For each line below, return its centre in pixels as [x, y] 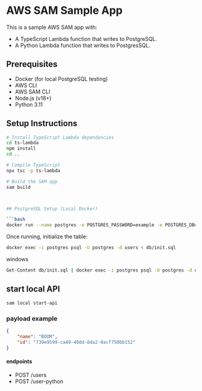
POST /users [31, 375]
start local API [33, 289]
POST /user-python [39, 381]
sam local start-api [32, 303]
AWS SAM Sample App [65, 11]
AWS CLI [26, 85]
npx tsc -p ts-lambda [33, 170]
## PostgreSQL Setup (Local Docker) [52, 209]
